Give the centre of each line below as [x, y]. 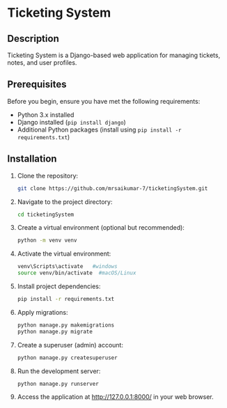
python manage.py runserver [58, 384]
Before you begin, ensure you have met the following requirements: [104, 101]
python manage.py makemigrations [66, 325]
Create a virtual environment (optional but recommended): [101, 228]
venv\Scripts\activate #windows [67, 267]
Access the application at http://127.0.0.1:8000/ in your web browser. [115, 397]
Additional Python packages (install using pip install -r [99, 130]
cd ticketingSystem [46, 214]
